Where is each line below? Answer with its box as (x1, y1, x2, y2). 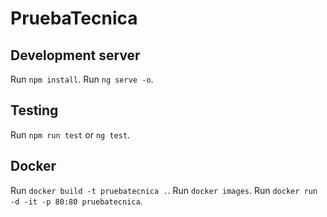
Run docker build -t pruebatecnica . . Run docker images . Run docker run (10, 184, 318, 196)
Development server (10, 47, 141, 64)
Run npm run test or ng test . (10, 128, 131, 141)
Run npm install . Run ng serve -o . (10, 73, 154, 85)
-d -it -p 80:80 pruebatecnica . (10, 195, 143, 207)
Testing (10, 102, 59, 119)
